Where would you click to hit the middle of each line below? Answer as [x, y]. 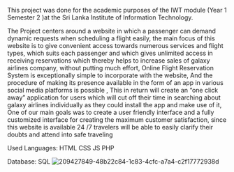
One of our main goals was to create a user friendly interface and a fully [111, 112]
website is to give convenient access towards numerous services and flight [115, 46]
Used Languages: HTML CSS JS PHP [61, 148]
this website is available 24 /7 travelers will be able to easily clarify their [110, 127]
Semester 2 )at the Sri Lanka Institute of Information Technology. [100, 17]
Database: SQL [29, 162]
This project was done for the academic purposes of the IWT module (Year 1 [117, 10]
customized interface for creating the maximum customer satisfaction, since [117, 120]
